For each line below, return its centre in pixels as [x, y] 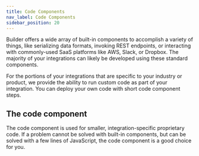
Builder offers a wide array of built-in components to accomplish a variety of [99, 40]
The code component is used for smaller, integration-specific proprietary [96, 128]
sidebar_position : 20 [33, 23]
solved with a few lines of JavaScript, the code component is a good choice [99, 141]
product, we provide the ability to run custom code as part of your [87, 82]
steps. [14, 95]
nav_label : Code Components [41, 17]
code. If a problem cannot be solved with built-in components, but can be [96, 135]
